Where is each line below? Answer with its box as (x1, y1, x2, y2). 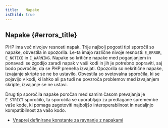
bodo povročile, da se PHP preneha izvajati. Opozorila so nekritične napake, (5, 66, 163, 72)
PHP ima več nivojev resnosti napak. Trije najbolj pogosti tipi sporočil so (5, 44, 155, 50)
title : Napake (5, 7, 39, 13)
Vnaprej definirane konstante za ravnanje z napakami (12, 117, 124, 123)
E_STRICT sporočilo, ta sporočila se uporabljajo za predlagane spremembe (5, 97, 158, 103)
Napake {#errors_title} (5, 31, 77, 39)
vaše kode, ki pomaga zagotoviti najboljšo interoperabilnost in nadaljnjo (5, 102, 154, 108)
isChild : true (5, 12, 35, 17)
